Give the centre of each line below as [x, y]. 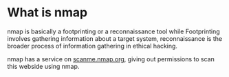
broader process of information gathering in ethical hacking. [92, 46]
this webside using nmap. [43, 66]
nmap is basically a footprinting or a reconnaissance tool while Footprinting [113, 31]
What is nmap [47, 13]
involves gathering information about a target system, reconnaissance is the [115, 38]
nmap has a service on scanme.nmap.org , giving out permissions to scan [111, 59]
